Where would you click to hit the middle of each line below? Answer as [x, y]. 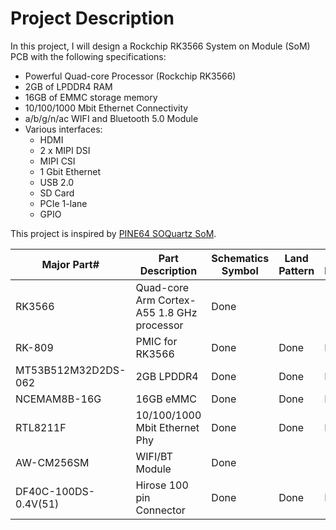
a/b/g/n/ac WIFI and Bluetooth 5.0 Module [111, 118]
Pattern [296, 270]
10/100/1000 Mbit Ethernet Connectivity [106, 108]
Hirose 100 [162, 485]
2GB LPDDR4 [167, 376]
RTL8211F [41, 427]
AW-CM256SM [52, 462]
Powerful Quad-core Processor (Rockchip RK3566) [130, 76]
